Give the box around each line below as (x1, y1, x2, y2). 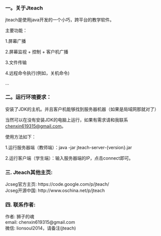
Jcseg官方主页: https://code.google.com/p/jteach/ (5, 181, 109, 187)
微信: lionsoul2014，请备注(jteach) (5, 225, 76, 231)
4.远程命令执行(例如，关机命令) (5, 70, 70, 76)
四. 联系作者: (5, 201, 36, 208)
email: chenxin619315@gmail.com (5, 219, 75, 225)
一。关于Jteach (5, 4, 44, 11)
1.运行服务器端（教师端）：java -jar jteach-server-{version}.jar (5, 144, 132, 150)
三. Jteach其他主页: (5, 169, 53, 176)
